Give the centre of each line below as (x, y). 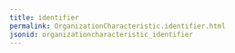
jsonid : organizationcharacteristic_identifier (102, 34)
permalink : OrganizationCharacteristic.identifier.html (117, 26)
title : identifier (44, 18)
